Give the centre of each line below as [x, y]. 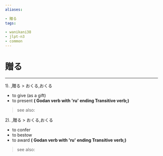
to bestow [22, 135]
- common [14, 41]
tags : [10, 23]
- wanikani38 [18, 32]
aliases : [14, 9]
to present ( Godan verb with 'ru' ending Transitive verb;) [71, 101]
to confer [21, 130]
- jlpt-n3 [15, 37]
